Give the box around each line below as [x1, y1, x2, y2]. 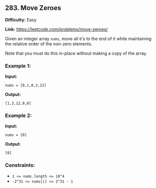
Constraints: [5, 162, 35, 169]
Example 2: [5, 112, 32, 119]
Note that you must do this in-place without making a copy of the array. [5, 50, 148, 56]
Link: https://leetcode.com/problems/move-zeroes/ [5, 26, 108, 32]
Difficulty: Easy [5, 17, 37, 22]
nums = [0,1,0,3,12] [5, 83, 47, 88]
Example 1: [5, 62, 31, 69]
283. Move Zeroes [5, 4, 62, 12]
